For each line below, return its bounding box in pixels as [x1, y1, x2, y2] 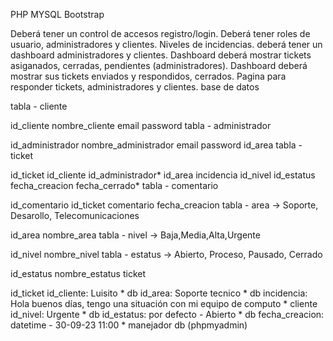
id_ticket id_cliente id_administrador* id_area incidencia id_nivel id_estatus [10, 169, 316, 181]
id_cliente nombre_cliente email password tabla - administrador [10, 120, 272, 131]
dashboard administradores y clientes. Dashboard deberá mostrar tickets [10, 49, 312, 61]
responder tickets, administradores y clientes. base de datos [10, 81, 260, 93]
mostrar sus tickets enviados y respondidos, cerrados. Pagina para [10, 70, 287, 82]
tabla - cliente [10, 100, 68, 112]
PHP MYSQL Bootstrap [10, 9, 105, 20]
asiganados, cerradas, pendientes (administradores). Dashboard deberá [10, 60, 308, 71]
